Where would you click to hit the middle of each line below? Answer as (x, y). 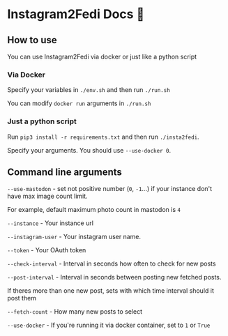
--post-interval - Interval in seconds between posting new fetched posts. (114, 277)
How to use (32, 40)
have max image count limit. (48, 196)
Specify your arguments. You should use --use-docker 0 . (89, 150)
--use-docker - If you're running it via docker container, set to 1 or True (109, 325)
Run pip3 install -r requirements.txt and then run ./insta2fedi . (104, 137)
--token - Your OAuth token (47, 250)
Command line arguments (64, 172)
